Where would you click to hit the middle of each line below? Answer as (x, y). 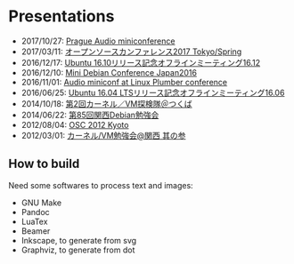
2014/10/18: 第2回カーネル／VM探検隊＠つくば (106, 103)
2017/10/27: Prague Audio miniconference (98, 41)
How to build (44, 164)
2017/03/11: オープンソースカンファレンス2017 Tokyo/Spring (131, 52)
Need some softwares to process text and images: (101, 185)
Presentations (61, 16)
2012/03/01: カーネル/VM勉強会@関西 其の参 (103, 135)
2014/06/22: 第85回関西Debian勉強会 (90, 115)
